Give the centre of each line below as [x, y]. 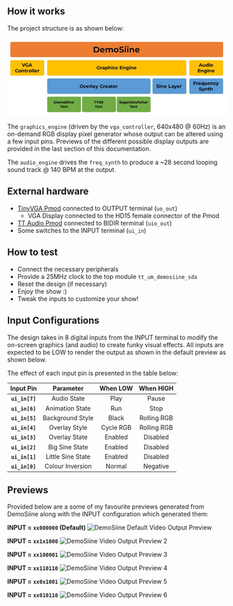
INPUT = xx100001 [33, 555]
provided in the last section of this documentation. [79, 149]
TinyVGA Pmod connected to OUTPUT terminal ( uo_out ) [97, 208]
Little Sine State [68, 456]
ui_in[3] [23, 438]
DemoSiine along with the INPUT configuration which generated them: [108, 514]
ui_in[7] [23, 399]
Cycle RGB [116, 428]
